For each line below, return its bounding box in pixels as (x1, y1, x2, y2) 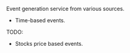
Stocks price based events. (15, 40, 83, 47)
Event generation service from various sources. (6, 5, 125, 12)
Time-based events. (15, 17, 65, 23)
